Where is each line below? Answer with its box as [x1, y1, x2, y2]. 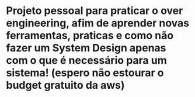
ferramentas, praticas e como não [6, 29, 174, 42]
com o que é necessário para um [6, 54, 168, 67]
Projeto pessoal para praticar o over [6, 4, 183, 18]
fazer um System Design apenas [6, 41, 166, 55]
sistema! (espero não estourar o [6, 66, 165, 79]
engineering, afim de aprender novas [6, 16, 190, 30]
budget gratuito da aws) [6, 79, 125, 92]
